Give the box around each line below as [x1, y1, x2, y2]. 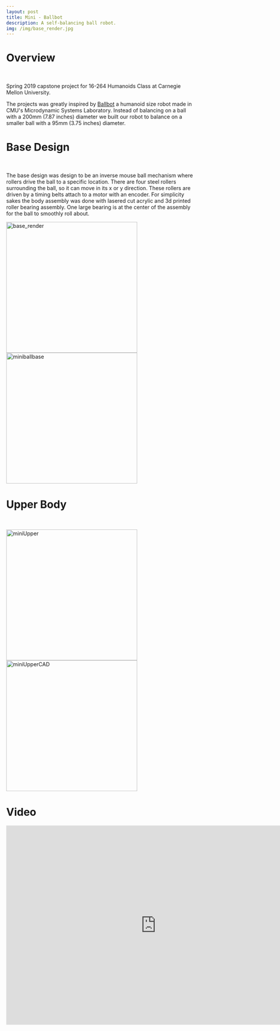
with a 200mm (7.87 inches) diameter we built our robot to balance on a [6, 113, 182, 120]
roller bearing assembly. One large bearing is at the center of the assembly [6, 204, 191, 211]
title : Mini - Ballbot [6, 14, 63, 20]
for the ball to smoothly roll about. [6, 210, 90, 217]
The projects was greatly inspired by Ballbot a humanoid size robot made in [6, 100, 192, 108]
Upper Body [6, 498, 67, 511]
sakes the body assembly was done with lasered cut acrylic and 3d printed [6, 197, 191, 205]
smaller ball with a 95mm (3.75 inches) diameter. [6, 120, 126, 127]
